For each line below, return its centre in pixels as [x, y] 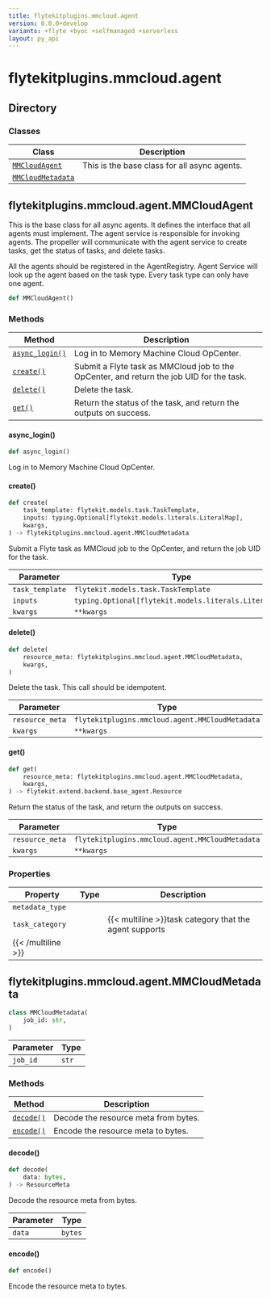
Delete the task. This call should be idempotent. [88, 687]
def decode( [28, 1170]
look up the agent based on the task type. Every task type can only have [129, 275]
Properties [29, 874]
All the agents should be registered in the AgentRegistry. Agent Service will [133, 266]
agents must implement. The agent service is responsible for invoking [124, 233]
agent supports [136, 930]
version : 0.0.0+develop [48, 23]
